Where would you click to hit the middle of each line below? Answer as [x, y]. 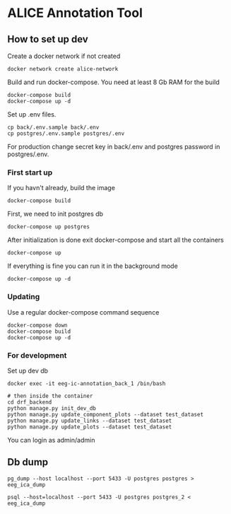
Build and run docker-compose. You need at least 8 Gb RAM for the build [114, 82]
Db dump [28, 462]
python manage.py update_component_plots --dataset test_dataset [105, 414]
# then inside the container [50, 396]
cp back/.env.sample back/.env [53, 127]
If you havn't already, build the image [61, 188]
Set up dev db [28, 370]
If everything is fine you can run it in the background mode [93, 266]
